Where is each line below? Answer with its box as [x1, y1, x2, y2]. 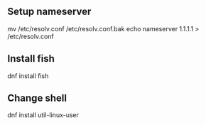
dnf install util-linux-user [7, 111, 80, 119]
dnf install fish [7, 71, 49, 80]
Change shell [7, 92, 67, 104]
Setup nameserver [7, 6, 92, 18]
